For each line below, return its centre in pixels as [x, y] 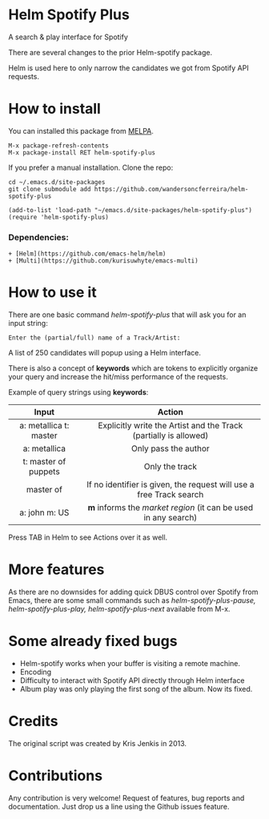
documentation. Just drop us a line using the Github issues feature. [119, 806]
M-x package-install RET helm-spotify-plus [82, 153]
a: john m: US [44, 512]
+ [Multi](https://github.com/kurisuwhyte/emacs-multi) [103, 261]
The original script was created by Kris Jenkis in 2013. [97, 743]
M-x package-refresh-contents [59, 146]
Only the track [171, 467]
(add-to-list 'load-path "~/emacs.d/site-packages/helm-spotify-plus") [130, 210]
